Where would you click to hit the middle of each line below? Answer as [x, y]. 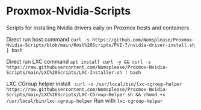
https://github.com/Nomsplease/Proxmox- [144, 40]
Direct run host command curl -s [48, 39]
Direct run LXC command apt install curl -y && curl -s [79, 61]
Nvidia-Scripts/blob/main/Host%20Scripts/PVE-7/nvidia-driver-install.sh [101, 45]
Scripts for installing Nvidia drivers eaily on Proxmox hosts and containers [98, 28]
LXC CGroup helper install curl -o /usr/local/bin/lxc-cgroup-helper [94, 84]
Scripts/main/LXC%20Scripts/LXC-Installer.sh [64, 72]
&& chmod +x [150, 94]
